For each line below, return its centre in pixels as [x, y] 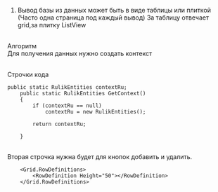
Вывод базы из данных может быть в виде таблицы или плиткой [114, 10]
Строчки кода [28, 74]
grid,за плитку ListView [52, 25]
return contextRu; [59, 124]
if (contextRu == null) [67, 106]
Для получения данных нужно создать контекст [80, 53]
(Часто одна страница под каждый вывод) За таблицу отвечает [113, 18]
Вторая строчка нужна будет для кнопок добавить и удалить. [100, 157]
